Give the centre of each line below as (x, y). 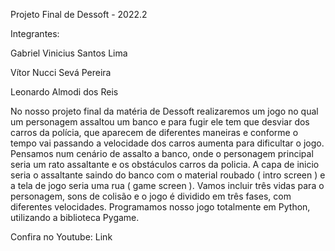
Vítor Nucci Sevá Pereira (61, 72)
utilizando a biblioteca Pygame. (75, 217)
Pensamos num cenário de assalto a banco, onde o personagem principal (162, 153)
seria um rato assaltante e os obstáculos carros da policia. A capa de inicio (165, 164)
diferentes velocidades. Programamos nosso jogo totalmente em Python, (160, 207)
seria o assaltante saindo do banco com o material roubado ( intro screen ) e (168, 175)
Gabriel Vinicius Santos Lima (69, 53)
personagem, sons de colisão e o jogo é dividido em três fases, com (151, 196)
